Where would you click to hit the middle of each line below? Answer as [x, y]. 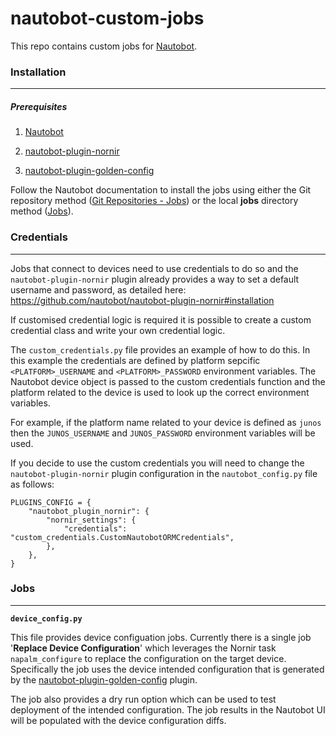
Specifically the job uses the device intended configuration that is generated [167, 669]
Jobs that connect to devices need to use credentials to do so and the [154, 268]
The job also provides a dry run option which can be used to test [143, 699]
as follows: [32, 484]
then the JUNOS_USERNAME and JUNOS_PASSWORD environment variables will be [163, 433]
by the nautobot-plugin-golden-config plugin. [104, 679]
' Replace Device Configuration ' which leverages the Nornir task [143, 648]
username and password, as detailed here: [98, 289]
